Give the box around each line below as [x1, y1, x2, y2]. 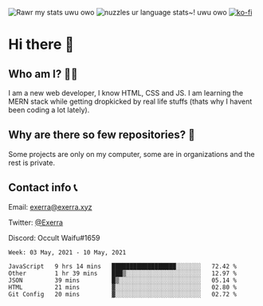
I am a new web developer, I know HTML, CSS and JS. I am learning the [8, 88, 244, 97]
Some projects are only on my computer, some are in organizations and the [8, 149, 255, 159]
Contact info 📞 [8, 181, 78, 194]
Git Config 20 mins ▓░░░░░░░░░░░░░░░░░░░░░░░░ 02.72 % [8, 290, 237, 298]
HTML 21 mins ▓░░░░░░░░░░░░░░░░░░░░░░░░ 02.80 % [8, 283, 237, 291]
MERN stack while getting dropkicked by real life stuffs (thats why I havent [8, 96, 253, 106]
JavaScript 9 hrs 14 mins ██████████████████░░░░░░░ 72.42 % [8, 262, 237, 270]
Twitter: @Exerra [8, 218, 64, 227]
